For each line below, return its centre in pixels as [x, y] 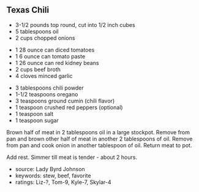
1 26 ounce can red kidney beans [57, 63]
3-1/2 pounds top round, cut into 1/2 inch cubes [75, 25]
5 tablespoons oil [37, 31]
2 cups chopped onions [45, 38]
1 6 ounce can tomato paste [50, 56]
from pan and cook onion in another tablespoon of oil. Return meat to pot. [99, 145]
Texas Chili [28, 10]
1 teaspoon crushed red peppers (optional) [69, 107]
